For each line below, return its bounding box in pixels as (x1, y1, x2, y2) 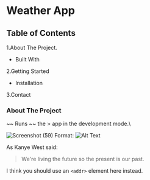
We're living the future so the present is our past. (21, 156, 145, 163)
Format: (54, 132, 74, 139)
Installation (15, 80, 43, 86)
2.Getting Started (6, 67, 50, 75)
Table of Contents (6, 28, 76, 38)
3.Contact (6, 91, 31, 98)
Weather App (6, 4, 75, 18)
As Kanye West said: (6, 144, 58, 151)
